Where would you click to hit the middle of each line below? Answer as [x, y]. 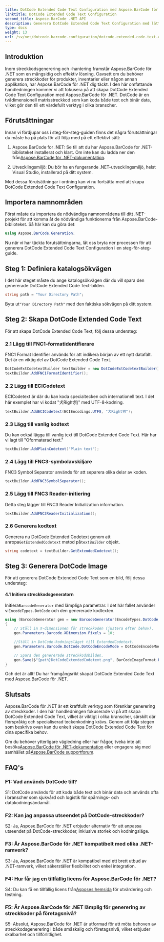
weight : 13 [16, 32]
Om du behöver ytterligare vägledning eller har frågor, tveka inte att [73, 742]
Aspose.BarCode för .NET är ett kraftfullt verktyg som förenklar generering [80, 706]
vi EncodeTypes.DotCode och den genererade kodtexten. [60, 610]
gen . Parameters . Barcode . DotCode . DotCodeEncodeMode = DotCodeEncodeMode [88, 646]
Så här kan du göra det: [52, 224]
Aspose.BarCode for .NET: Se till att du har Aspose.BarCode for [76, 147]
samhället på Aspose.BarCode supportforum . [50, 752]
